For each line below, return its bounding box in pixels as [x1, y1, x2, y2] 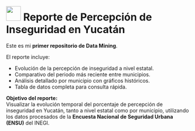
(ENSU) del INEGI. [6, 119, 50, 126]
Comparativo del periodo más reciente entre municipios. [14, 70, 150, 78]
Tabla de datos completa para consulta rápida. [14, 83, 127, 90]
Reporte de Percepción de [23, 10, 152, 24]
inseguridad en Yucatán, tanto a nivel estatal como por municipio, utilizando [6, 107, 189, 114]
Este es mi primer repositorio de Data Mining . [6, 42, 118, 49]
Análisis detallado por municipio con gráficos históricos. [14, 77, 150, 84]
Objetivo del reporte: [6, 94, 58, 101]
